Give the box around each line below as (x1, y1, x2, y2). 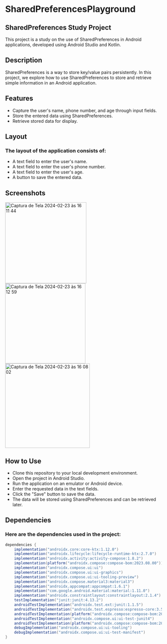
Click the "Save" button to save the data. (12, 491, 96, 497)
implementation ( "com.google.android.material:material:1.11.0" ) (14, 588, 150, 593)
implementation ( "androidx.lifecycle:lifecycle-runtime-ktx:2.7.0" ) (14, 552, 157, 557)
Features (5, 94, 33, 103)
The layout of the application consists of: (5, 147, 106, 154)
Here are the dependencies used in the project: (5, 531, 121, 538)
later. (12, 501, 23, 507)
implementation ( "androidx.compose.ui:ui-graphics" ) (14, 570, 123, 575)
